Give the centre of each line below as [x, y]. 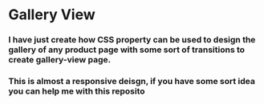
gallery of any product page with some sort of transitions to [127, 50]
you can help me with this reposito [77, 91]
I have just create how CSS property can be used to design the [132, 40]
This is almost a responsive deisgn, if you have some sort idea [132, 82]
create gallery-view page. [60, 60]
